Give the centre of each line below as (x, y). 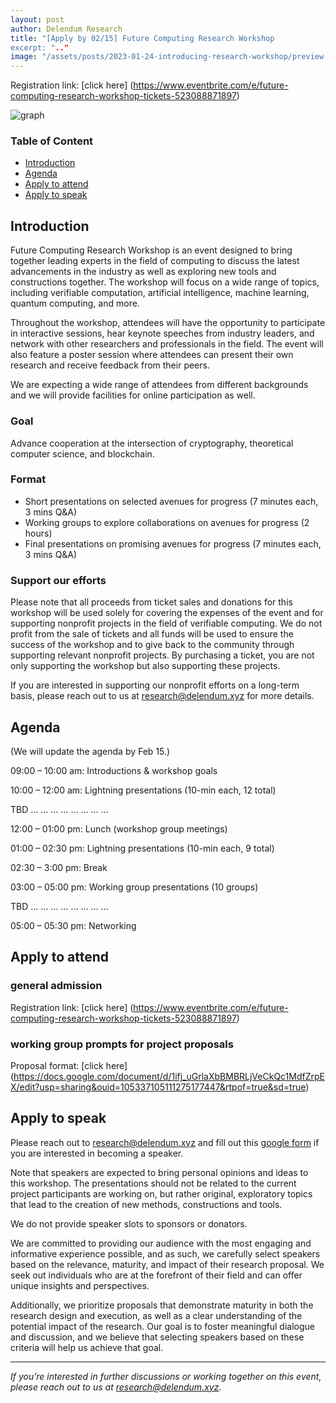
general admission (56, 986)
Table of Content (52, 141)
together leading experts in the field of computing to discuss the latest (155, 261)
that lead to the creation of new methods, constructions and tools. (146, 1204)
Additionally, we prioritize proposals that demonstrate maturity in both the (162, 1305)
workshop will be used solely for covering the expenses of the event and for (167, 613)
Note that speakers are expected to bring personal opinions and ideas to (159, 1172)
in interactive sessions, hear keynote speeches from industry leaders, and (162, 333)
